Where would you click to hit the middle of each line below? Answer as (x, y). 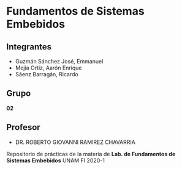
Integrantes (29, 47)
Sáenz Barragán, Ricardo (47, 74)
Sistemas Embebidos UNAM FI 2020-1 (56, 160)
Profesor (24, 127)
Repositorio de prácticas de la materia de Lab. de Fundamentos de (91, 154)
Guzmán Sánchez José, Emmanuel (59, 61)
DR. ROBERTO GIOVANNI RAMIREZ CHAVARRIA (75, 142)
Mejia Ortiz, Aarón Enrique (48, 68)
